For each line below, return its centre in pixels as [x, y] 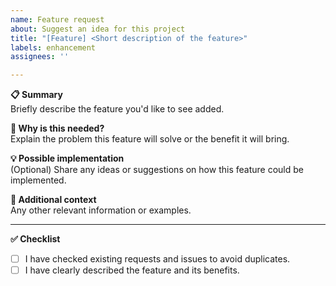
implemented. [38, 180]
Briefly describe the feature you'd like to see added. [117, 109]
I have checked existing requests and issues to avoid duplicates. [157, 259]
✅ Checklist [35, 239]
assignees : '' [40, 57]
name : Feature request [57, 19]
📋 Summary [36, 95]
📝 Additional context [53, 200]
